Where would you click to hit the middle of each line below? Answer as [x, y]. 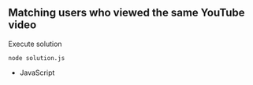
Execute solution [35, 44]
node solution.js [37, 58]
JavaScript [37, 73]
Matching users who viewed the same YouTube [127, 13]
